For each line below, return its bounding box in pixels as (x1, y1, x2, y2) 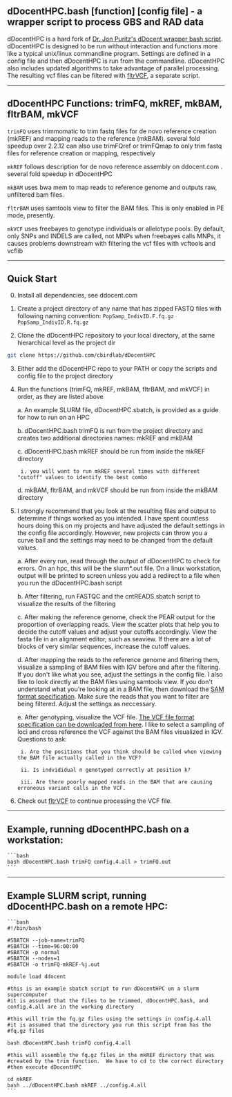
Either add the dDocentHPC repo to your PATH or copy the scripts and (17, 365, 217, 373)
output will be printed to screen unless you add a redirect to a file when (17, 572, 220, 580)
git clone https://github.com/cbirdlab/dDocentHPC (7, 352, 156, 359)
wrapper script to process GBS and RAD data (7, 17, 204, 28)
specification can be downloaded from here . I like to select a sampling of (17, 721, 224, 729)
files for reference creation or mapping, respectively (7, 148, 155, 157)
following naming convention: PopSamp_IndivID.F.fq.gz (17, 312, 174, 320)
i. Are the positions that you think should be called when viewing (20, 748, 222, 755)
